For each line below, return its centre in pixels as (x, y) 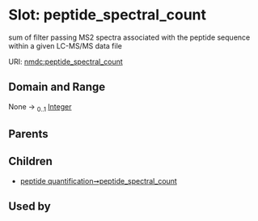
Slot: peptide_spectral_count (108, 15)
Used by (30, 207)
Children (30, 161)
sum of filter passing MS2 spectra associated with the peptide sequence (129, 37)
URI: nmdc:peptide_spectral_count (66, 62)
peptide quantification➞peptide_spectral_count (99, 181)
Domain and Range (57, 87)
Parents (28, 134)
